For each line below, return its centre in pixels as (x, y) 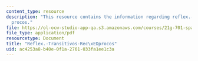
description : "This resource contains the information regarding (88, 17)
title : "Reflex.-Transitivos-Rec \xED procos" (62, 44)
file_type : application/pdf (41, 33)
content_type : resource (35, 11)
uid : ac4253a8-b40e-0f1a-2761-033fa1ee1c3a (60, 49)
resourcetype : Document (35, 38)
